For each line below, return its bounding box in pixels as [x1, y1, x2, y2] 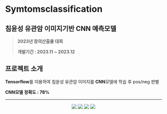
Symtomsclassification [5, 3, 103, 15]
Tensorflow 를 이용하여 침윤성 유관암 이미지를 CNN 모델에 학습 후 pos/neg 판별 [5, 78, 160, 84]
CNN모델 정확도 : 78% [5, 89, 50, 95]
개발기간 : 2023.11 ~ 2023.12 [17, 49, 76, 55]
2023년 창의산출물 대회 [17, 38, 63, 44]
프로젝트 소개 [5, 65, 43, 73]
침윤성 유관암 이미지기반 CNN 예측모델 [5, 24, 117, 33]
